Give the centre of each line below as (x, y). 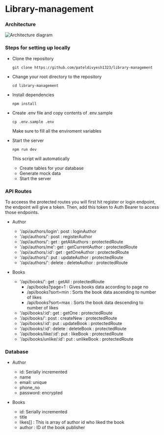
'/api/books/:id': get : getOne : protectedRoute (66, 313)
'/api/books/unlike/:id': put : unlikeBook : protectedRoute (76, 339)
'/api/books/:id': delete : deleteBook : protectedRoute (73, 329)
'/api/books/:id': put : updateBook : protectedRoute (71, 324)
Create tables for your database (52, 168)
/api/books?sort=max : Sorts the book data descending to (85, 302)
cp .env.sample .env (33, 122)
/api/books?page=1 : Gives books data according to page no (87, 287)
